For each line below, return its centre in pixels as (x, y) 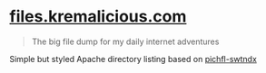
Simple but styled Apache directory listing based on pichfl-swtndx (133, 59)
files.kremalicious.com (98, 17)
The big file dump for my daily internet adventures (125, 41)
